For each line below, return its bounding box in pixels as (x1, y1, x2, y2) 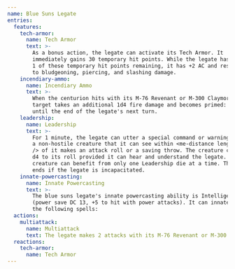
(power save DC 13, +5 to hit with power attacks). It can (32, 199, 208, 207)
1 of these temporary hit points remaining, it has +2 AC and (32, 62, 218, 69)
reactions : (13, 238, 45, 245)
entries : (7, 17, 33, 24)
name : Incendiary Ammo (25, 82, 92, 89)
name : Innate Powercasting (25, 179, 105, 186)
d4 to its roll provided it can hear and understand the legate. (32, 153, 227, 161)
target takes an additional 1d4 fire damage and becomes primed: (32, 102, 227, 109)
